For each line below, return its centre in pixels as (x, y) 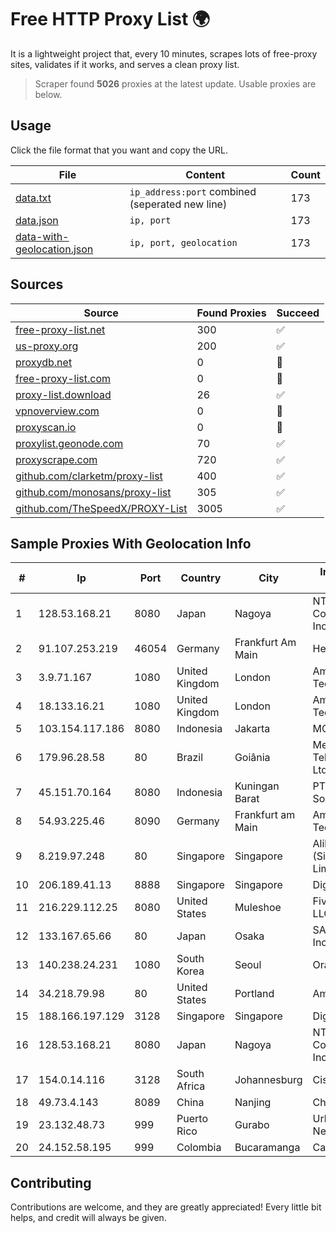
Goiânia (252, 758)
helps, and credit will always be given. (88, 1218)
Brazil (190, 758)
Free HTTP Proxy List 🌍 (110, 19)
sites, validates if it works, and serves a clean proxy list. (125, 64)
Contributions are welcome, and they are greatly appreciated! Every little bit (166, 1207)
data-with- (42, 236)
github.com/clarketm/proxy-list (89, 476)
